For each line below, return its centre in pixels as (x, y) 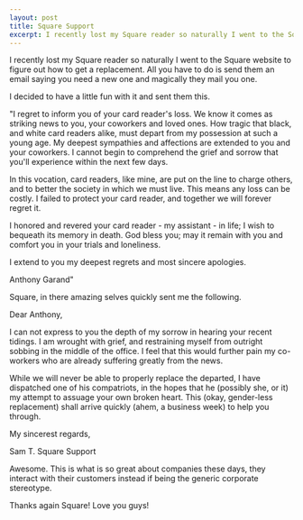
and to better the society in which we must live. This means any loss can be (150, 189)
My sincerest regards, (50, 434)
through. (25, 416)
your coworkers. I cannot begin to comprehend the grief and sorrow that (144, 152)
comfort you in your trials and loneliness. (85, 245)
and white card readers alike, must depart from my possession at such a (143, 133)
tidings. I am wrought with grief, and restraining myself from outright (136, 342)
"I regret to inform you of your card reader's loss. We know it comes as (141, 114)
